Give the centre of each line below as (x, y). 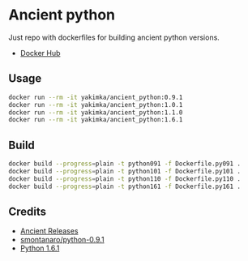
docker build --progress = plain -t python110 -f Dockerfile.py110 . (125, 179)
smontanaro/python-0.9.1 (62, 240)
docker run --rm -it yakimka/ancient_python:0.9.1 (96, 97)
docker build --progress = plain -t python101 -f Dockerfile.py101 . (125, 171)
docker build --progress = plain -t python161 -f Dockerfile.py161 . (125, 186)
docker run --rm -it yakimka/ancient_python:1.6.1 (96, 120)
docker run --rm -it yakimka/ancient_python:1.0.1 (96, 105)
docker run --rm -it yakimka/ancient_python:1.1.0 (96, 112)
